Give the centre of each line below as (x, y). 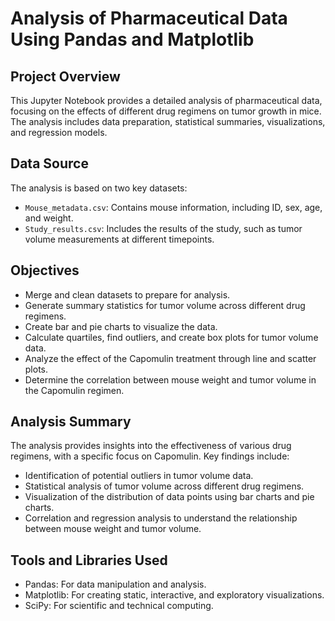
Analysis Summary (71, 422)
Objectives (45, 270)
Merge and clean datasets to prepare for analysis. (127, 294)
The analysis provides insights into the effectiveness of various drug (151, 446)
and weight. (49, 218)
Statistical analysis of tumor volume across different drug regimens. (164, 486)
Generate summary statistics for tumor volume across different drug (165, 305)
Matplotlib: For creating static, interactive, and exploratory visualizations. (174, 595)
